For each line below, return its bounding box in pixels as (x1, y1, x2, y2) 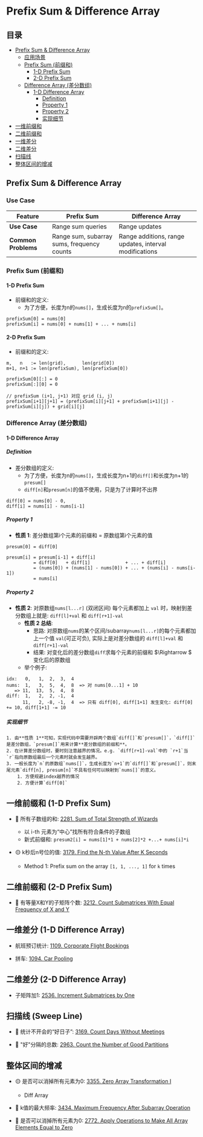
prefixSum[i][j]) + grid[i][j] (6, 404, 85, 410)
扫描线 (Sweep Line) (6, 1011, 83, 1021)
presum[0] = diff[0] (6, 544, 59, 550)
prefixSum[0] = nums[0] (6, 316, 66, 322)
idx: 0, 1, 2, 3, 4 (6, 676, 74, 682)
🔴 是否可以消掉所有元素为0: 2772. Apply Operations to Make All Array (14, 1117, 188, 1124)
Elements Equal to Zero (14, 1124, 73, 1131)
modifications (118, 247, 158, 256)
